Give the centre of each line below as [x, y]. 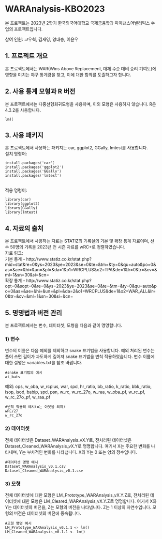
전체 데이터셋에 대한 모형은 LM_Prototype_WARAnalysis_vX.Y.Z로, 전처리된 [77, 495]
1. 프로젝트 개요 [27, 56]
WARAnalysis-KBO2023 [55, 9]
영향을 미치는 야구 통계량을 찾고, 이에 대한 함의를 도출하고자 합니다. [68, 75]
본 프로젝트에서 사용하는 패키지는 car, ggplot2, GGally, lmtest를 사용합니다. [77, 148]
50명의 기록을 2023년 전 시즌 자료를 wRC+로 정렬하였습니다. [68, 247]
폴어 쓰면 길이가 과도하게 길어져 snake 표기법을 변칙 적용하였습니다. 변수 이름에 [80, 356]
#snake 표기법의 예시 [24, 373]
